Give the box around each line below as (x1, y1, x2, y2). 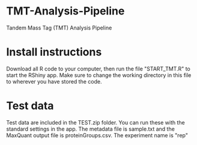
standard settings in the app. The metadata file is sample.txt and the (6, 125, 175, 132)
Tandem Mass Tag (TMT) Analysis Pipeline (6, 24, 112, 31)
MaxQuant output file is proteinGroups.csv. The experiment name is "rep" (6, 131, 188, 139)
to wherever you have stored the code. (6, 78, 102, 85)
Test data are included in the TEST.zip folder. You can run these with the (6, 119, 185, 126)
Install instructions (6, 45, 102, 59)
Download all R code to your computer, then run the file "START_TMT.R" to (6, 65, 190, 72)
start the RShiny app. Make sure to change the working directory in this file (6, 71, 192, 79)
